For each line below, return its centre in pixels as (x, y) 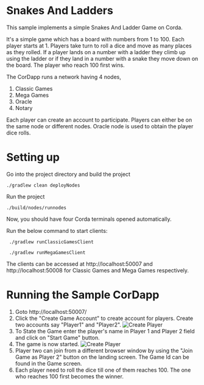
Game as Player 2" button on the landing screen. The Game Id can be (102, 357)
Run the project (26, 196)
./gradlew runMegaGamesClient (47, 252)
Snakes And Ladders (60, 11)
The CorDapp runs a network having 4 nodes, (64, 77)
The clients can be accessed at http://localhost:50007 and (80, 264)
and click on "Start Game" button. (58, 338)
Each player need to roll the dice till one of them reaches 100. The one (103, 370)
